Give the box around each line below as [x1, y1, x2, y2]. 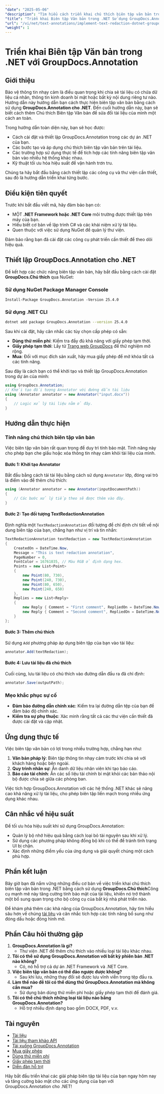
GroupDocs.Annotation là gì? [12, 943, 73, 949]
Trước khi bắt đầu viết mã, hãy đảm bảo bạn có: [5, 201, 101, 208]
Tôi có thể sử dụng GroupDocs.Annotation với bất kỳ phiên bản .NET [12, 953, 154, 959]
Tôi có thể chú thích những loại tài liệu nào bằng [12, 995, 111, 1001]
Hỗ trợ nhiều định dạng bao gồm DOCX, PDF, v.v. [19, 1005, 119, 1011]
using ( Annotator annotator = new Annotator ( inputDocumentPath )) [5, 487, 141, 492]
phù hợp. [12, 853, 31, 859]
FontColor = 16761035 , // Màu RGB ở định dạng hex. [14, 559, 123, 564]
